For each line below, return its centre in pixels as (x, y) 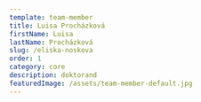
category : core (37, 67)
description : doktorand (53, 75)
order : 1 (25, 59)
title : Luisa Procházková (57, 26)
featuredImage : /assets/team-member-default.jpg (101, 83)
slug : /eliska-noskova (51, 51)
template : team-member (51, 17)
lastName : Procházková (51, 42)
